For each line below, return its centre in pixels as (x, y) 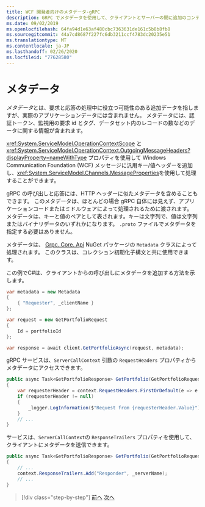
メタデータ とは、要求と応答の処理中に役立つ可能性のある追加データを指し (100, 107)
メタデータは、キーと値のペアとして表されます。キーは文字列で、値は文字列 (102, 216)
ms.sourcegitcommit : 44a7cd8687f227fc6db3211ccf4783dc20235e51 (88, 35)
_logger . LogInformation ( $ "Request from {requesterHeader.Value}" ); (116, 408)
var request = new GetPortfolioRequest (57, 320)
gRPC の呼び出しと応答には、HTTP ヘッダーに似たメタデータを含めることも (102, 193)
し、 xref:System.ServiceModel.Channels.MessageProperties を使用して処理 (101, 173)
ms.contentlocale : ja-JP (38, 46)
